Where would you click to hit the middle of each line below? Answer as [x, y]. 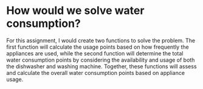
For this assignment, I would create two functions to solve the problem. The [101, 40]
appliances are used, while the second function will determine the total [95, 53]
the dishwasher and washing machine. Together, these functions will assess [101, 66]
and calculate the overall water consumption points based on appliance [96, 73]
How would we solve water [75, 11]
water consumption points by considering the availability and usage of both [101, 60]
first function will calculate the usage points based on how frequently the [98, 47]
